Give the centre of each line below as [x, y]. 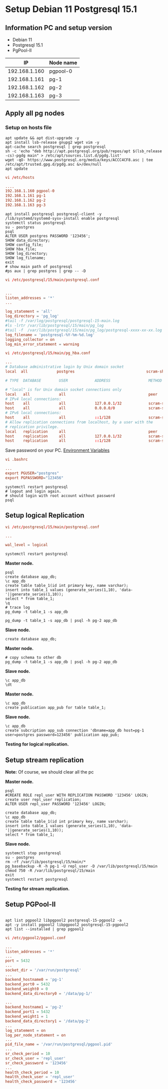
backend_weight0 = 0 [27, 989]
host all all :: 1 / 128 [58, 418]
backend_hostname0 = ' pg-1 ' [34, 979]
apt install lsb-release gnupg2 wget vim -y [52, 142]
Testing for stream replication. [37, 889]
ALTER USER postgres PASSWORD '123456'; [48, 236]
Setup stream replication [44, 760]
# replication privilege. [32, 427]
